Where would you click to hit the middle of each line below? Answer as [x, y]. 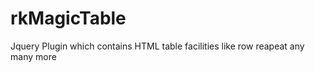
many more [33, 56]
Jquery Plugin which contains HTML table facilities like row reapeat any [157, 46]
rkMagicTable [68, 18]
